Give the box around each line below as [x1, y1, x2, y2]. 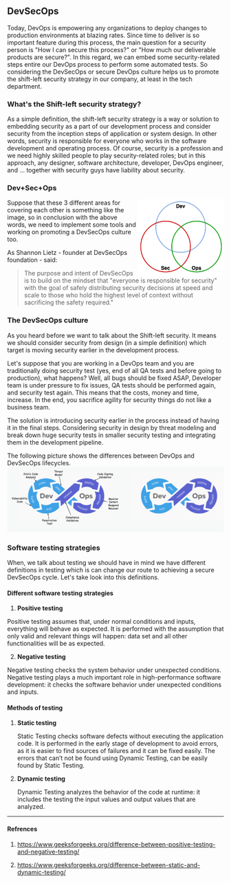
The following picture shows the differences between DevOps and [7, 451, 195, 460]
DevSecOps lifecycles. [7, 458, 71, 467]
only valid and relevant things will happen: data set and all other [7, 632, 188, 640]
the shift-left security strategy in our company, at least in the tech [7, 75, 192, 83]
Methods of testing [7, 704, 63, 712]
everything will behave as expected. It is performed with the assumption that [7, 625, 224, 633]
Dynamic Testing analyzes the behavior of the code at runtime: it [16, 788, 201, 796]
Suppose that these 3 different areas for [7, 199, 120, 207]
